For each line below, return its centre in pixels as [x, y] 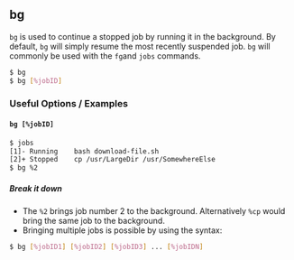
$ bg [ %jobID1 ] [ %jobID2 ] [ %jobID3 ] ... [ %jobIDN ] [106, 247]
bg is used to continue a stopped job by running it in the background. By [143, 36]
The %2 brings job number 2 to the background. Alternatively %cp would [154, 211]
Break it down [36, 188]
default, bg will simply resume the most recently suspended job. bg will [140, 46]
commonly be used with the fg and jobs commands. [105, 56]
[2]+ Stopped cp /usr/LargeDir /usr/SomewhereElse [113, 160]
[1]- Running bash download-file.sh [84, 151]
